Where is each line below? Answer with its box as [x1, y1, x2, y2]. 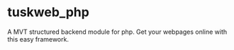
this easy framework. [7, 35, 69, 43]
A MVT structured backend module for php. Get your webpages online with [7, 27, 228, 36]
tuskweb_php [7, 4, 90, 20]
